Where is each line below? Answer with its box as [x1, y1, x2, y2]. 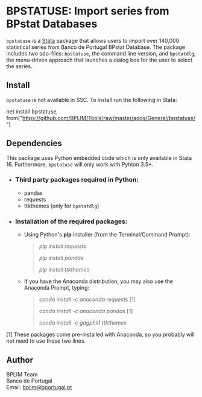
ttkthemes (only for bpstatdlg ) [24, 202, 99, 209]
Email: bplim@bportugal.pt [6, 383, 72, 390]
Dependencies [6, 138, 62, 148]
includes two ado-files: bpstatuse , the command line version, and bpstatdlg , [6, 49, 196, 57]
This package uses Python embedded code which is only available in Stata [6, 154, 192, 161]
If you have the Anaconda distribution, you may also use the [24, 278, 173, 285]
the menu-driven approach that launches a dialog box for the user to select [6, 56, 193, 63]
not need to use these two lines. [6, 337, 86, 345]
